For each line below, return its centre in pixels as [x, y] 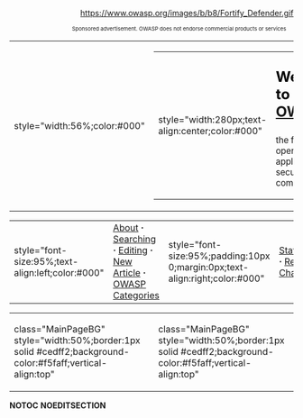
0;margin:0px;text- [209, 267]
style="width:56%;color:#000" [80, 125]
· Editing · [133, 250]
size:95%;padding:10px [219, 256]
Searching [134, 239]
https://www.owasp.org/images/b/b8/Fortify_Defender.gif [187, 13]
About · [128, 227]
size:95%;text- [46, 262]
